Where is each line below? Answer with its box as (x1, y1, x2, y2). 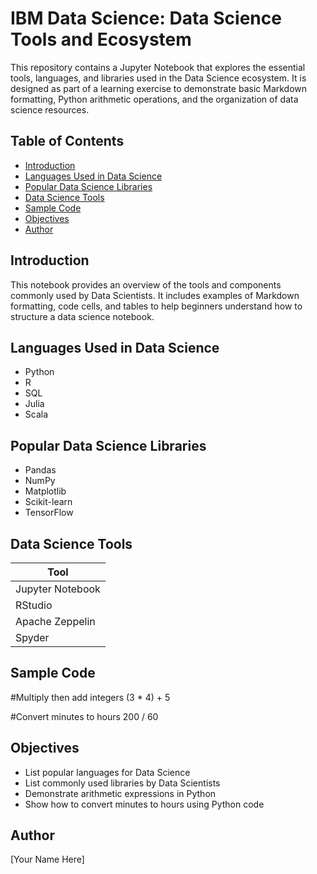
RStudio (15, 598, 53, 612)
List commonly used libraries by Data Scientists (24, 777, 221, 789)
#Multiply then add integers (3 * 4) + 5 (10, 691, 171, 703)
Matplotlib (24, 485, 67, 497)
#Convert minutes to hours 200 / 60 (10, 710, 159, 722)
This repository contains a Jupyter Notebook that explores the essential (10, 61, 306, 73)
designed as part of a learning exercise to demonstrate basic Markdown (10, 82, 308, 94)
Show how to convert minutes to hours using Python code (24, 798, 265, 810)
